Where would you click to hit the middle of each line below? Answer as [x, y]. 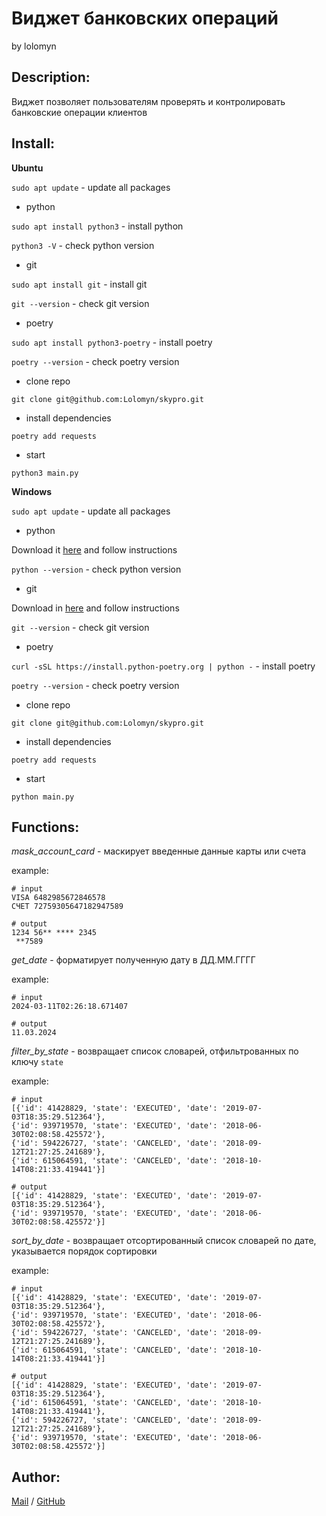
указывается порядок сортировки [84, 1251]
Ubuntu [27, 168]
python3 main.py [45, 473]
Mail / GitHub [38, 1501]
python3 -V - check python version [83, 245]
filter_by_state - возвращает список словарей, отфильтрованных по [155, 1051]
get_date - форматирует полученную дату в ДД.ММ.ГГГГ [133, 960]
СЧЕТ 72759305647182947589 [67, 907]
